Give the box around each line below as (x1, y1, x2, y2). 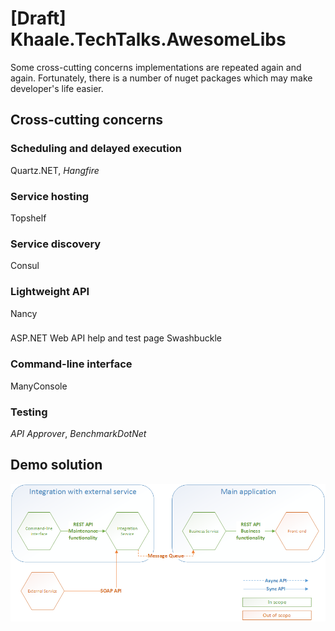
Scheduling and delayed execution (10, 142, 182, 156)
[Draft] (10, 7, 67, 30)
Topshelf (10, 212, 47, 224)
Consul (10, 260, 40, 272)
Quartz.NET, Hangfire (10, 164, 100, 176)
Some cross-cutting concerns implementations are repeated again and (10, 61, 302, 73)
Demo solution (10, 457, 103, 474)
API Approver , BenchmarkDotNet (10, 428, 147, 440)
